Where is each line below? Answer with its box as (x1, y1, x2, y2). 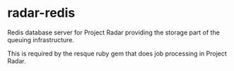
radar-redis (7, 5, 76, 21)
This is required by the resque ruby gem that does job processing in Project (7, 49, 228, 58)
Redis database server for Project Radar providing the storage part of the (7, 28, 221, 37)
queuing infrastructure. (7, 35, 75, 44)
